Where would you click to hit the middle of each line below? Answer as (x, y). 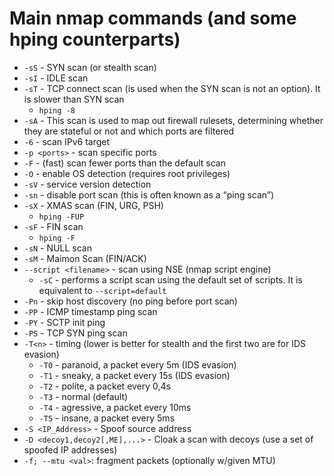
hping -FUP (61, 217)
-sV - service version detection (87, 184)
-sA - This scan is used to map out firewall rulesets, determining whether (173, 120)
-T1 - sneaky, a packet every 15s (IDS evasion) (134, 375)
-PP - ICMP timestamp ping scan (90, 311)
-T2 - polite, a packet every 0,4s (105, 386)
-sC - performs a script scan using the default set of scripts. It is (170, 279)
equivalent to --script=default (102, 290)
